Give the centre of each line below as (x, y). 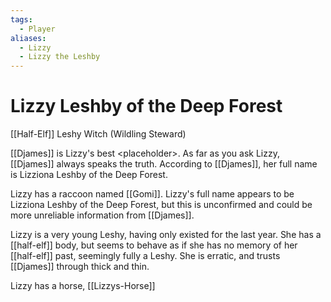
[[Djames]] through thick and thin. (80, 267)
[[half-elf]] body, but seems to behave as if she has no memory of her (154, 245)
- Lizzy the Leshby (60, 57)
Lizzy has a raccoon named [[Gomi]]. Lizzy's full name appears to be (152, 194)
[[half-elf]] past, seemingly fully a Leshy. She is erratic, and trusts (145, 256)
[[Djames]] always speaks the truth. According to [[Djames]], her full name (164, 164)
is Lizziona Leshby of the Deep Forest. (89, 175)
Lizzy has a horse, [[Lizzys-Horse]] (83, 286)
